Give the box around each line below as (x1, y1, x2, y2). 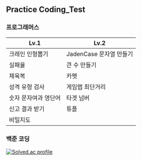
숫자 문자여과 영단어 (9, 94, 61, 102)
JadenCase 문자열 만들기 (66, 50, 133, 58)
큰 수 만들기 (66, 61, 97, 69)
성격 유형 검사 (9, 83, 45, 91)
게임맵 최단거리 (66, 83, 106, 91)
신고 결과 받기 (9, 105, 45, 113)
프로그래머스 (6, 23, 40, 32)
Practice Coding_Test (6, 5, 86, 15)
